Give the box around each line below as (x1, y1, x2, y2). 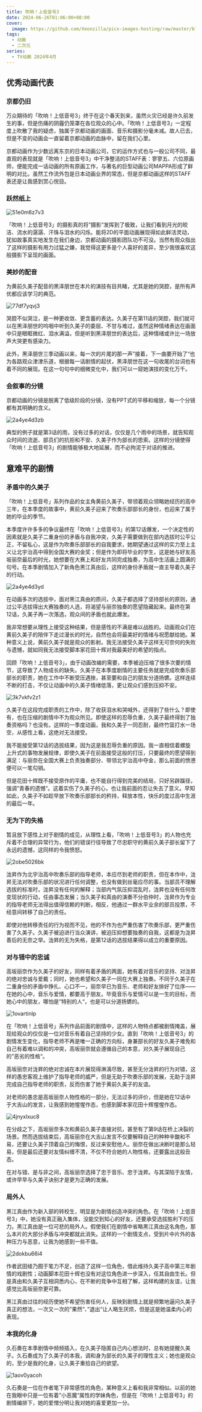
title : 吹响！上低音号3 (6, 8, 60, 15)
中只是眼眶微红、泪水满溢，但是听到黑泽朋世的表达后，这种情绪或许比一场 (6, 330, 191, 337)
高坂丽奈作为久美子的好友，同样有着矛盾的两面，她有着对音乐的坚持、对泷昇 (6, 968, 196, 975)
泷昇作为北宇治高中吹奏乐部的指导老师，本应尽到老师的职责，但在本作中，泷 (6, 871, 196, 878)
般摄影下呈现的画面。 (6, 251, 59, 258)
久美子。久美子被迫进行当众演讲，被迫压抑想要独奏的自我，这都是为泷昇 (16, 929, 196, 936)
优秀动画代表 (6, 78, 54, 88)
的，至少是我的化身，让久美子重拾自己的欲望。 (6, 1359, 122, 1367)
